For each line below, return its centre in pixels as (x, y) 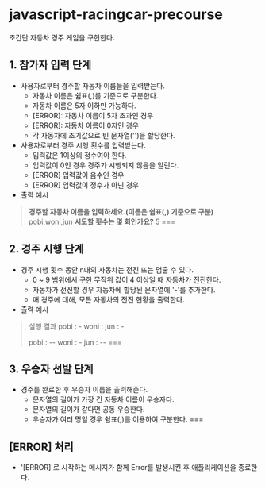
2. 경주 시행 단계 (46, 249)
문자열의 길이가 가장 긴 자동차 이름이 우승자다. (103, 399)
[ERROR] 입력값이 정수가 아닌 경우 (86, 185)
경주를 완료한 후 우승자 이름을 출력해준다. (84, 390)
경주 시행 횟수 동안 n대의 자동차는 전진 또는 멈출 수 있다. (107, 270)
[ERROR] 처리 (41, 447)
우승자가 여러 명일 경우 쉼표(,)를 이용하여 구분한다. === (118, 419)
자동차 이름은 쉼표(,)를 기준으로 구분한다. (95, 95)
